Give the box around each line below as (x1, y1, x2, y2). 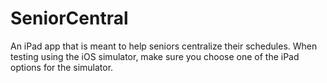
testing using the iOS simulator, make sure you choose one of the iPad (10, 50, 300, 62)
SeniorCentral (10, 7, 129, 30)
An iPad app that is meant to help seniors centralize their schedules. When (10, 40, 318, 52)
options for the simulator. (10, 61, 114, 73)
